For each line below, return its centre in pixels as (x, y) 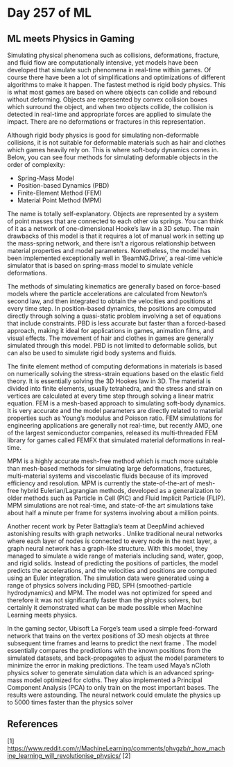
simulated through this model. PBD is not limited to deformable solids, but (112, 345)
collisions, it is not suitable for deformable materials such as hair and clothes (116, 143)
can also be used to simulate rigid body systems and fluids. (92, 353)
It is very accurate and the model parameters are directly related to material (115, 411)
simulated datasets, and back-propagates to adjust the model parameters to (116, 658)
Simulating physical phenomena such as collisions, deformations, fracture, (114, 55)
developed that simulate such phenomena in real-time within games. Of (109, 70)
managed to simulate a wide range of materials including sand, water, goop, (115, 556)
